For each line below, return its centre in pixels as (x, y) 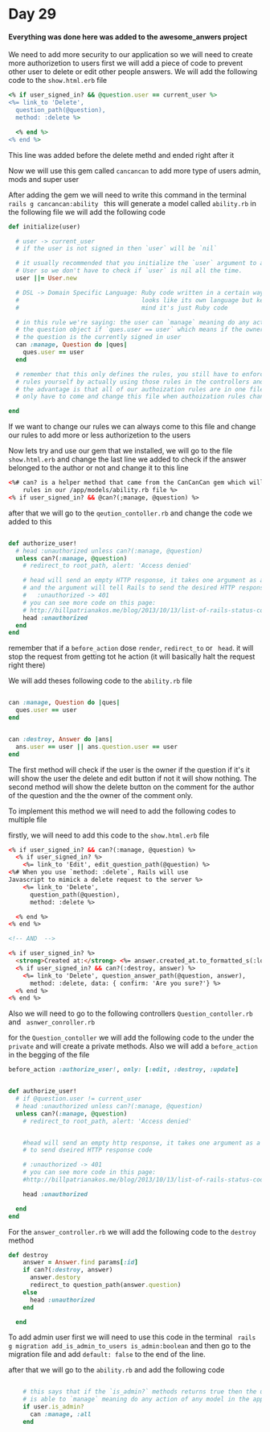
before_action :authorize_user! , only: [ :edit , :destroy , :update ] (124, 1070)
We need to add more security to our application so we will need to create (131, 55)
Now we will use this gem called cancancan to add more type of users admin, (135, 171)
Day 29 (33, 14)
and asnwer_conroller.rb (51, 1022)
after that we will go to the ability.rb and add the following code (117, 1370)
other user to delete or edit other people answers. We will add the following (133, 72)
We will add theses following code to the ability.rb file (100, 681)
